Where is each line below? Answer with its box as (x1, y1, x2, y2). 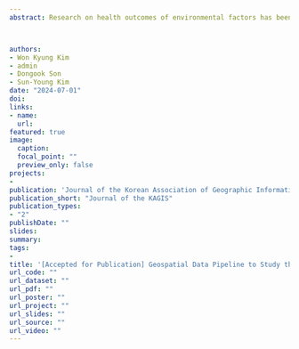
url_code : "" (9, 268, 58, 277)
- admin (9, 61, 38, 70)
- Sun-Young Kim (9, 77, 69, 87)
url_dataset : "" (9, 277, 69, 286)
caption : (17, 144, 50, 153)
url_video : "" (9, 326, 62, 335)
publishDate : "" (9, 219, 69, 228)
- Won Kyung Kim (9, 53, 69, 62)
